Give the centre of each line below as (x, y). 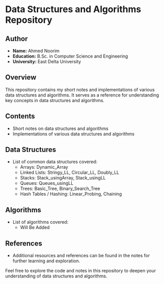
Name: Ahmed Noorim (36, 51)
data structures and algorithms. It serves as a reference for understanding (82, 95)
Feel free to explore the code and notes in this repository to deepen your (81, 271)
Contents (20, 116)
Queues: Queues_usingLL (47, 183)
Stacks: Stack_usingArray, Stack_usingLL (63, 178)
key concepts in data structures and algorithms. (55, 100)
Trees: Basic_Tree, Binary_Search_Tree (60, 188)
